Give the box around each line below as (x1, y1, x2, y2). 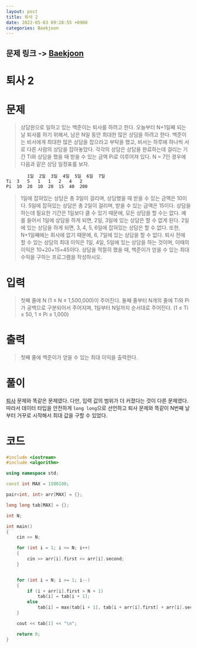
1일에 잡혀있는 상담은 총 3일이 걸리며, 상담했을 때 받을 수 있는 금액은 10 (20, 195, 183, 202)
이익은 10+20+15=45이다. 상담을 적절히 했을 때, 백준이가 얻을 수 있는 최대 (20, 246, 189, 253)
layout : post (6, 8, 38, 15)
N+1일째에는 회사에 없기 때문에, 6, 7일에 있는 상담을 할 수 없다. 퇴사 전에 (20, 231, 186, 238)
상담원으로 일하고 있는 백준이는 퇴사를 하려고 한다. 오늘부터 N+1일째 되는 (20, 123, 186, 131)
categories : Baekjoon (6, 25, 59, 31)
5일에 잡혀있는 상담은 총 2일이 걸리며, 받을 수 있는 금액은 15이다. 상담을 (28, 202, 191, 209)
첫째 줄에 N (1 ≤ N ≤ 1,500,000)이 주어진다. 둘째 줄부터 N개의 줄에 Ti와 (20, 296, 184, 303)
